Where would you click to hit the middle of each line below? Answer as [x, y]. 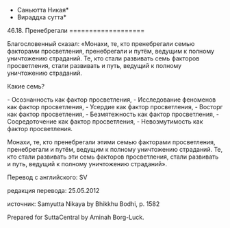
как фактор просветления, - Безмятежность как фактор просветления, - [113, 114]
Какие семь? [26, 86]
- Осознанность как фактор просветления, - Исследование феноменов [112, 100]
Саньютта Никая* [43, 10]
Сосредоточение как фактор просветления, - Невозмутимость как [105, 122]
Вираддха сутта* [42, 17]
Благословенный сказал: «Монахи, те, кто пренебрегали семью [101, 44]
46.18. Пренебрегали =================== [76, 31]
